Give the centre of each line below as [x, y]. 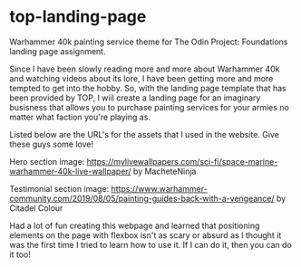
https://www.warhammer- [160, 188]
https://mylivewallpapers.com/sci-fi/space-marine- [182, 161]
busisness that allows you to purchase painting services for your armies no [150, 107]
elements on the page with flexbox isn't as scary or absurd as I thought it [146, 235]
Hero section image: [47, 161]
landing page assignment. [58, 51]
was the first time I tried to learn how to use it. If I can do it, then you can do [150, 244]
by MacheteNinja [165, 171]
